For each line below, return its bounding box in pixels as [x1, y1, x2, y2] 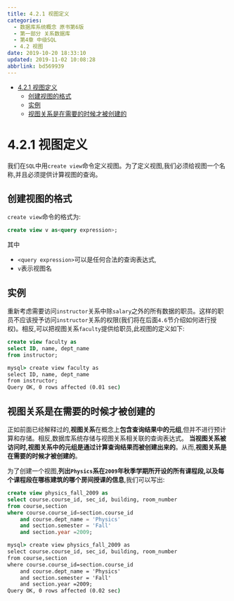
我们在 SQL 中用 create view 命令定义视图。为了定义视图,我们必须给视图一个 [7, 161, 220, 170]
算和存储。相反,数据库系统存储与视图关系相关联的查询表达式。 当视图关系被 [7, 434, 226, 442]
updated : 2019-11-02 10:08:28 [7, 56, 96, 63]
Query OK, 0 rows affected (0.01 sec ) [7, 384, 121, 391]
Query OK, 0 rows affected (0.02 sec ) [7, 588, 121, 595]
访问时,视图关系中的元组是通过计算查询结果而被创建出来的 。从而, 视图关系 [7, 443, 221, 451]
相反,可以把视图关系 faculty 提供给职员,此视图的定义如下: [22, 325, 185, 333]
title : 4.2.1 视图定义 [7, 10, 70, 18]
